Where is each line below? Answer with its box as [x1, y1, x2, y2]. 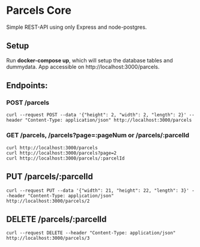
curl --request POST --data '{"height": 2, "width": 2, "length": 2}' [6, 112, 187, 118]
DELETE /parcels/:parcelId [6, 214, 107, 224]
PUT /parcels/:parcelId [6, 171, 93, 182]
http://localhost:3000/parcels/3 [6, 235, 90, 242]
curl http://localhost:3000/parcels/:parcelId [6, 155, 125, 161]
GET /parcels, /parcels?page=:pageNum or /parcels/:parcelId [6, 131, 190, 140]
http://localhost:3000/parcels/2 [6, 198, 90, 204]
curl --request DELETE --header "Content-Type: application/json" [6, 230, 176, 236]
